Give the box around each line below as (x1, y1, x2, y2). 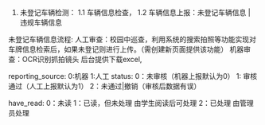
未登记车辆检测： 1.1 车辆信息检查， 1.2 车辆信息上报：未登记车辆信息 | (19, 8, 251, 17)
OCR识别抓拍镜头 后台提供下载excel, (21, 55, 142, 64)
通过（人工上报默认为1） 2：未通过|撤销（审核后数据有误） (8, 81, 201, 91)
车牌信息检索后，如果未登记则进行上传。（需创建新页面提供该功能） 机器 (8, 45, 244, 54)
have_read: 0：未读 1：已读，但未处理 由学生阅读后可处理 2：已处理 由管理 (8, 99, 255, 107)
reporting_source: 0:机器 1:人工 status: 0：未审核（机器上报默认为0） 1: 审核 (8, 72, 257, 80)
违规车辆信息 (19, 18, 62, 27)
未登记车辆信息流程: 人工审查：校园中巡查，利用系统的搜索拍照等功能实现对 (8, 35, 256, 44)
